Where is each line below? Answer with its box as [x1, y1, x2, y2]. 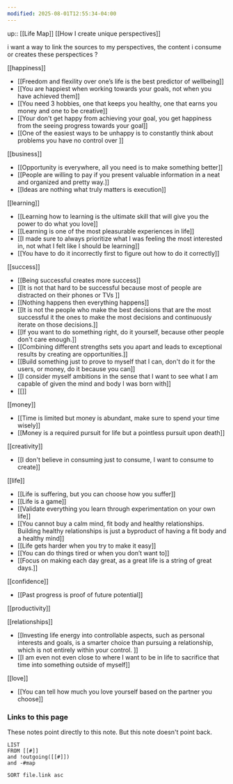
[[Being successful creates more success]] [17, 276, 141, 284]
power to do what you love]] [17, 220, 99, 228]
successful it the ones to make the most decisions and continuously [17, 313, 212, 321]
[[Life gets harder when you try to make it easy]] [17, 541, 156, 550]
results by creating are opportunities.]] [17, 350, 128, 358]
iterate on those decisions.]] [17, 320, 99, 329]
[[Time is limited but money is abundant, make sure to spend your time [17, 414, 220, 422]
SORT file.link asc [7, 771, 64, 778]
